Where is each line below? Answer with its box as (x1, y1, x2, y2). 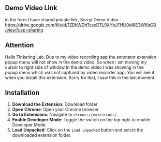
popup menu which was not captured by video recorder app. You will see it (5, 69, 155, 75)
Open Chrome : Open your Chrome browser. (12, 107, 100, 112)
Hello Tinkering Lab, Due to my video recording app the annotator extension (5, 54, 157, 60)
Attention (5, 41, 34, 49)
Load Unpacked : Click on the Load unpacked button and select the (12, 127, 144, 133)
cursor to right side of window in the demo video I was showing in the (5, 64, 144, 70)
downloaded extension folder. (12, 132, 72, 138)
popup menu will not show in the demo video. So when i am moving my (5, 59, 147, 65)
